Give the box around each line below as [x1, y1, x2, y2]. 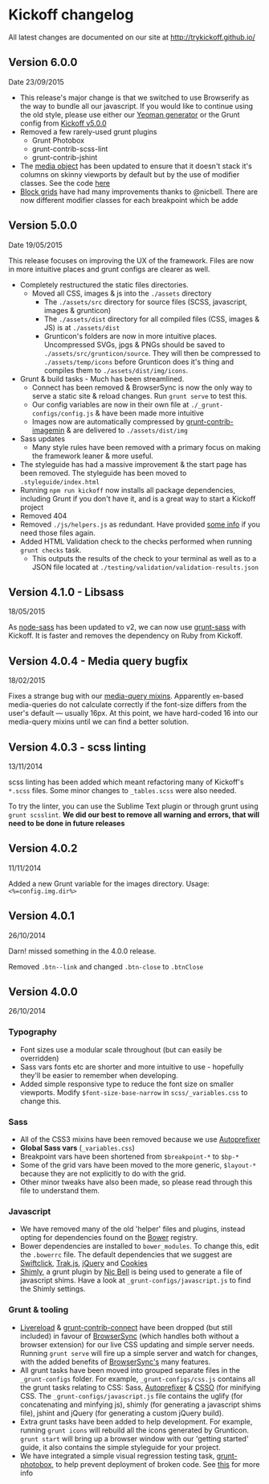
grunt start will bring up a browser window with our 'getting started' [19, 1433, 249, 1443]
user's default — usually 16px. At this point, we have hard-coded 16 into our [8, 709, 259, 718]
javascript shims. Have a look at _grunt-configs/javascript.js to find [19, 1275, 251, 1285]
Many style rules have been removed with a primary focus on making [31, 442, 261, 452]
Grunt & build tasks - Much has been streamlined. [19, 374, 185, 383]
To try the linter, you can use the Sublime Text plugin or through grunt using [8, 801, 259, 811]
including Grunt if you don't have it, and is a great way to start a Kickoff [19, 494, 256, 503]
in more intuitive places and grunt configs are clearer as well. [8, 264, 210, 274]
